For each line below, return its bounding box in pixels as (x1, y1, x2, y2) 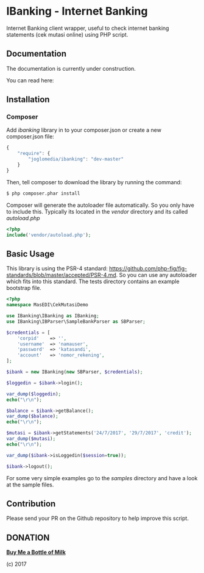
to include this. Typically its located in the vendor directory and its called (6, 207, 188, 215)
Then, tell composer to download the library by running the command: (6, 178, 182, 186)
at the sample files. (6, 481, 54, 488)
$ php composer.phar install (6, 190, 80, 196)
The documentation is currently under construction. (6, 65, 136, 72)
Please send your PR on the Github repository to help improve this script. (6, 514, 189, 522)
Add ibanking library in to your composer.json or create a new (6, 126, 161, 134)
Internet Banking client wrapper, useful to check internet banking (6, 24, 169, 32)
